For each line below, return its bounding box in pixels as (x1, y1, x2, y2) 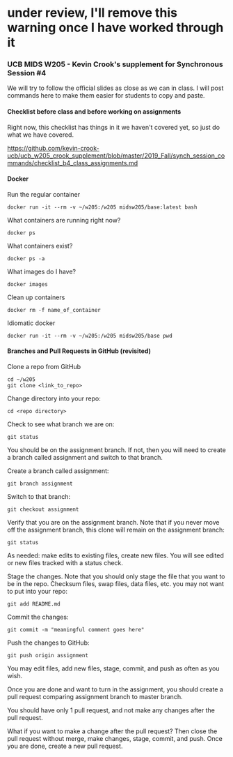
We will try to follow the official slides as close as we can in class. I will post (7, 84, 224, 92)
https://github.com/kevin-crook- (7, 144, 99, 152)
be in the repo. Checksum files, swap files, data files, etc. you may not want (7, 580, 224, 588)
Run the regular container (7, 190, 81, 198)
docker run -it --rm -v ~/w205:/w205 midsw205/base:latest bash (7, 204, 198, 211)
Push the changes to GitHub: (7, 638, 90, 647)
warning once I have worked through (7, 20, 224, 36)
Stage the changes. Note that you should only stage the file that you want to (7, 572, 225, 580)
